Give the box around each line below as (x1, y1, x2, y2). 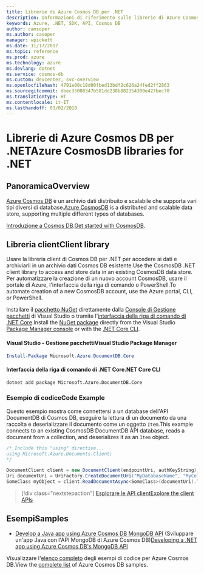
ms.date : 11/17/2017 (6, 43, 59, 49)
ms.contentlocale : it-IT (6, 99, 69, 105)
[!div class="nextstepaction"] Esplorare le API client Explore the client (21, 490, 194, 497)
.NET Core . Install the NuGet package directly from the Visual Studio (6, 319, 176, 326)
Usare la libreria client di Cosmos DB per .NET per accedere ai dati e (6, 256, 177, 263)
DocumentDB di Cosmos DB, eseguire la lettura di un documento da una (6, 414, 187, 421)
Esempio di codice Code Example (6, 394, 105, 402)
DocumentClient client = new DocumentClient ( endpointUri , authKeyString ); (6, 467, 200, 474)
